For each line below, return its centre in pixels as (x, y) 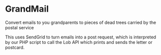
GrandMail (27, 9)
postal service (20, 27)
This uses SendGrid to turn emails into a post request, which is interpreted (81, 37)
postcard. (15, 47)
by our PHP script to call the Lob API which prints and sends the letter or (79, 42)
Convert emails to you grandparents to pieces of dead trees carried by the (81, 22)
